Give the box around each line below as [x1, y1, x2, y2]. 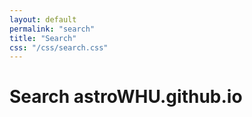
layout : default [9, 14, 77, 25]
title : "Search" [9, 33, 77, 43]
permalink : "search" [9, 24, 96, 34]
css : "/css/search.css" [9, 42, 109, 53]
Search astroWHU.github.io [9, 86, 243, 108]
